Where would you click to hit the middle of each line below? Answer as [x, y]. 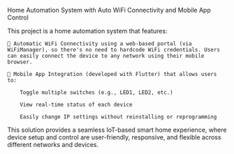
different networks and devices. [53, 145]
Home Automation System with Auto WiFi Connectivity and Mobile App [109, 10]
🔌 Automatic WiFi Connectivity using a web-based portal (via [100, 44]
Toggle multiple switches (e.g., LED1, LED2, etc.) [96, 93]
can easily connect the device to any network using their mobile [106, 56]
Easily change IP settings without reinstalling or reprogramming [118, 117]
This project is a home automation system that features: [87, 31]
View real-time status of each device [76, 105]
